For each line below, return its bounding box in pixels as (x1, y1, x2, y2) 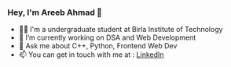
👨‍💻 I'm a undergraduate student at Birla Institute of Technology (18, 25, 223, 34)
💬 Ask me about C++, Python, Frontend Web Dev (18, 41, 178, 51)
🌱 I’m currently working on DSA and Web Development (18, 33, 196, 42)
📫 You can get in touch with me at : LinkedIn (18, 50, 164, 59)
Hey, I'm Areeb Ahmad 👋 (7, 7, 103, 18)
